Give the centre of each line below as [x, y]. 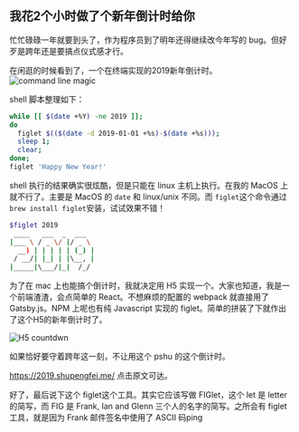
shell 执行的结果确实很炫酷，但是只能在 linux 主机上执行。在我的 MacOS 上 [149, 185]
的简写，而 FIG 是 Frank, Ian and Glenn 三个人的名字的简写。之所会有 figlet [148, 407]
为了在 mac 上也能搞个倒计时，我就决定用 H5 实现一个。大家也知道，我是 [146, 286]
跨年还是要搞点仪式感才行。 [76, 51]
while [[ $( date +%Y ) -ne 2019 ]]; [76, 116]
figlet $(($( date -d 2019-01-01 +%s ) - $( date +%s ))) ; [119, 133]
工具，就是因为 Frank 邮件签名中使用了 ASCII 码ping [106, 418]
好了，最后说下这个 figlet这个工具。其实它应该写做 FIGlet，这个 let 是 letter [148, 395]
